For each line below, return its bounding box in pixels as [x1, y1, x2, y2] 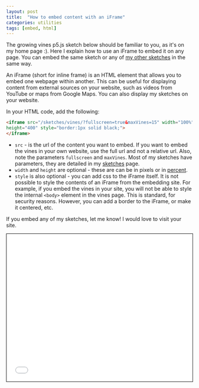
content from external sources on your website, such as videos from [6, 84, 172, 92]
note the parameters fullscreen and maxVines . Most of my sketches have [14, 154, 193, 161]
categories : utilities [6, 19, 62, 25]
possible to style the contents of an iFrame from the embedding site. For [14, 178, 191, 186]
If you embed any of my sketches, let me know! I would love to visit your [6, 215, 182, 222]
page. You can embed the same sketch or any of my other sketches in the [6, 54, 186, 61]
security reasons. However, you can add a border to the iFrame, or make [14, 197, 191, 204]
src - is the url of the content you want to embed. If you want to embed [14, 141, 188, 148]
